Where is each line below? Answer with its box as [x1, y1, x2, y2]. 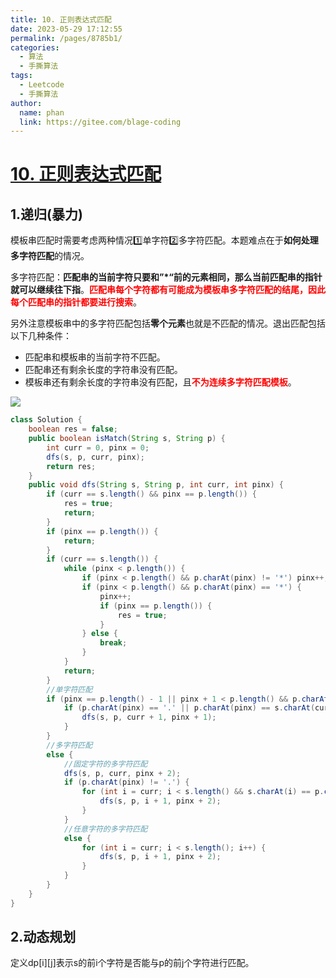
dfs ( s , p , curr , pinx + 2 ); [63, 768, 182, 778]
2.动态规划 [10, 929, 77, 946]
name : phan [19, 107, 65, 118]
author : [10, 98, 43, 108]
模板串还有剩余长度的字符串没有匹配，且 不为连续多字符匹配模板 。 [24, 376, 297, 388]
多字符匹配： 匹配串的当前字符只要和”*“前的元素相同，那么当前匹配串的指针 [10, 271, 323, 283]
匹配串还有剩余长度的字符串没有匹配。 [24, 364, 183, 376]
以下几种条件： [10, 330, 72, 342]
